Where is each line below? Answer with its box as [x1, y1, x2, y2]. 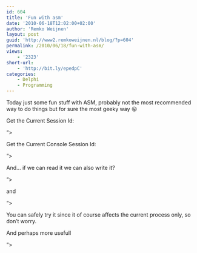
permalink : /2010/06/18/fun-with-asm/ [6, 43, 104, 49]
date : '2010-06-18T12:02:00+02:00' [6, 20, 96, 26]
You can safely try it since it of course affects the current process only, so [6, 211, 191, 218]
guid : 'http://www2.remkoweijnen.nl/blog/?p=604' [6, 37, 135, 43]
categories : [6, 71, 36, 77]
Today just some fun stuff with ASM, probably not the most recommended [6, 99, 192, 106]
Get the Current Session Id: [6, 117, 75, 124]
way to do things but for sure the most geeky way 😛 [6, 106, 138, 112]
